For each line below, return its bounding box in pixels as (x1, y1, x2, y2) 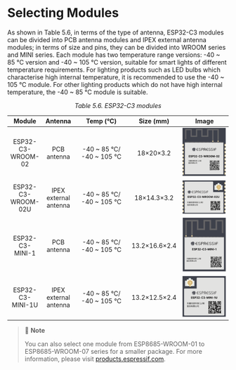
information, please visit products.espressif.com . (24, 355, 166, 363)
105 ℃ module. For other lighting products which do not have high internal (7, 80, 223, 88)
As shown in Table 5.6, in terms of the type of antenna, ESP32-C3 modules (7, 28, 224, 37)
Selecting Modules (7, 5, 119, 21)
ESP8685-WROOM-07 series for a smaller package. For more (24, 348, 202, 356)
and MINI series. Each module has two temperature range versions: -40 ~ (7, 51, 221, 59)
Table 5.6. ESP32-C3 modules (74, 101, 162, 110)
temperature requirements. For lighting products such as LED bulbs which (7, 65, 221, 74)
